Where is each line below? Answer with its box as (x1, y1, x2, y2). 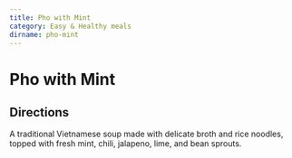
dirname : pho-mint (9, 30, 79, 39)
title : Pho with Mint (9, 13, 92, 23)
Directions (9, 105, 70, 120)
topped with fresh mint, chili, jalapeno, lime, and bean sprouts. (9, 138, 242, 149)
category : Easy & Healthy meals (9, 22, 131, 31)
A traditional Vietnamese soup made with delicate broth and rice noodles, (9, 128, 284, 140)
